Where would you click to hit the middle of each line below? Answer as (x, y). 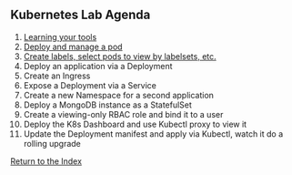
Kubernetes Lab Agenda (81, 15)
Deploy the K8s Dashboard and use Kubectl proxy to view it (135, 124)
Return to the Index (46, 161)
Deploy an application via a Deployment (98, 66)
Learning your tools (60, 36)
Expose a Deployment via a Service (90, 85)
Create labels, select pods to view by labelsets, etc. (120, 56)
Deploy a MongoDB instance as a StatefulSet (107, 105)
